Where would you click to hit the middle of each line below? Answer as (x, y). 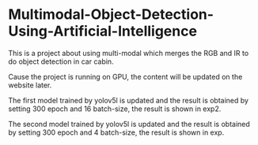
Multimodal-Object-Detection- (111, 15)
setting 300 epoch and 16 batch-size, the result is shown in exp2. (115, 109)
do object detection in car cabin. (61, 61)
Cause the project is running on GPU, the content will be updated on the (125, 76)
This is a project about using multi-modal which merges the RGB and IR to (129, 53)
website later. (30, 85)
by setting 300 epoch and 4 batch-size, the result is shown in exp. (116, 132)
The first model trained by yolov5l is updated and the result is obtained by (129, 100)
